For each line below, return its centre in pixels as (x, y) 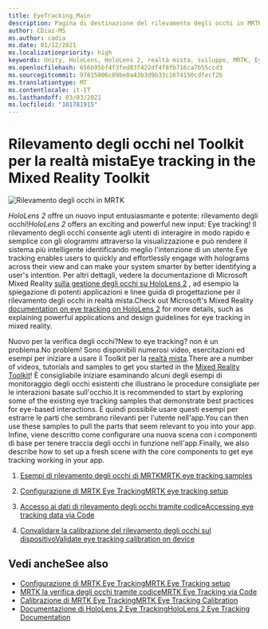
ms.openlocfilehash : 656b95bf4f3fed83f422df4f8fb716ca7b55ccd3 (116, 68)
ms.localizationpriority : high (60, 53)
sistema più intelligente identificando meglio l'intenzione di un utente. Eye (128, 250)
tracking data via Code (57, 515)
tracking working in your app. (57, 461)
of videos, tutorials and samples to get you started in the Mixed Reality (124, 367)
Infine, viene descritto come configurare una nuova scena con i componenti (133, 435)
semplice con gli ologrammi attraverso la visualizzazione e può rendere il (128, 241)
